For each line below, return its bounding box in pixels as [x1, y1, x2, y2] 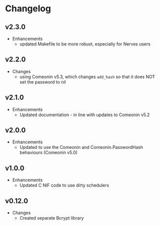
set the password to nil [19, 79, 66, 85]
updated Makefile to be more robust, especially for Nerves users [19, 41, 151, 47]
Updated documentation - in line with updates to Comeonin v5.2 [19, 112, 150, 118]
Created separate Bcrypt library [19, 215, 84, 221]
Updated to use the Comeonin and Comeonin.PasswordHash [19, 144, 143, 150]
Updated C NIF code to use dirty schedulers [19, 182, 109, 188]
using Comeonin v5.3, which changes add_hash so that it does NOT [19, 74, 155, 80]
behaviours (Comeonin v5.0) [19, 149, 78, 156]
